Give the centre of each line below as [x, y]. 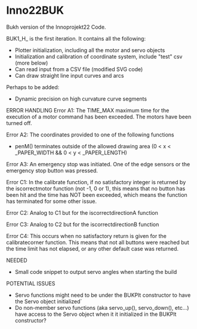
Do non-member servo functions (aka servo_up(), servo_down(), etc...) [102, 307]
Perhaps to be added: [33, 87]
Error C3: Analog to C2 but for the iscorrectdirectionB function [83, 224]
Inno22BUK [35, 10]
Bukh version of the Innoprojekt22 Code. [56, 27]
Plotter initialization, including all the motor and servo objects [90, 50]
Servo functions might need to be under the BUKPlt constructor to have [103, 295]
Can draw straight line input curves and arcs [69, 75]
